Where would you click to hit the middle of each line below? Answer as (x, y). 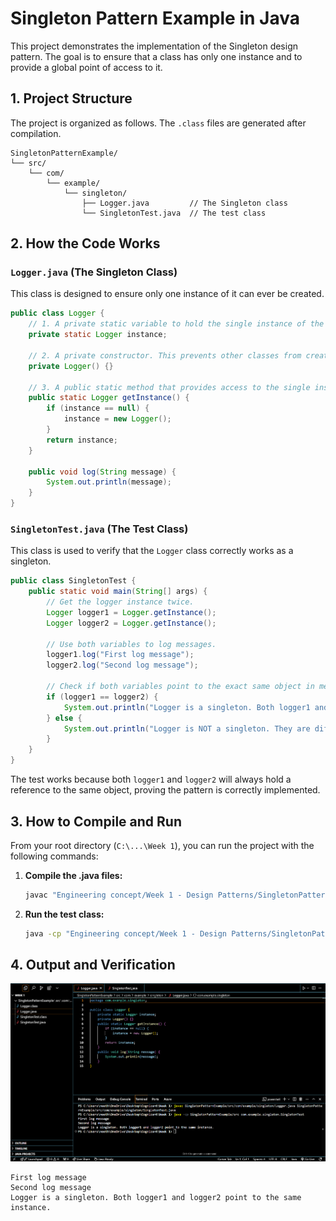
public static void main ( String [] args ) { (118, 592)
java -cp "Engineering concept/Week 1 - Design (125, 933)
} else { (64, 718)
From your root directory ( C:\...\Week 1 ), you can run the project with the (162, 845)
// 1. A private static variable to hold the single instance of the (176, 324)
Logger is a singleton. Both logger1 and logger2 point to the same (156, 1198)
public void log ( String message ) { (102, 472)
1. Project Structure (71, 98)
